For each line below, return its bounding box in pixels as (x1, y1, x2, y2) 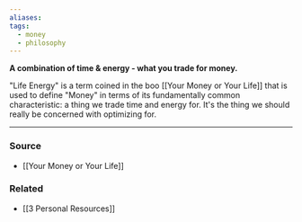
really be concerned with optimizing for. (9, 109, 157, 120)
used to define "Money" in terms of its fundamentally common (9, 90, 241, 101)
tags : (9, 22, 30, 31)
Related (9, 182, 44, 195)
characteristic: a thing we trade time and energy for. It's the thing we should (9, 100, 290, 111)
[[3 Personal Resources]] (22, 203, 115, 214)
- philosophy (17, 38, 67, 48)
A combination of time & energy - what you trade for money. (9, 63, 238, 74)
